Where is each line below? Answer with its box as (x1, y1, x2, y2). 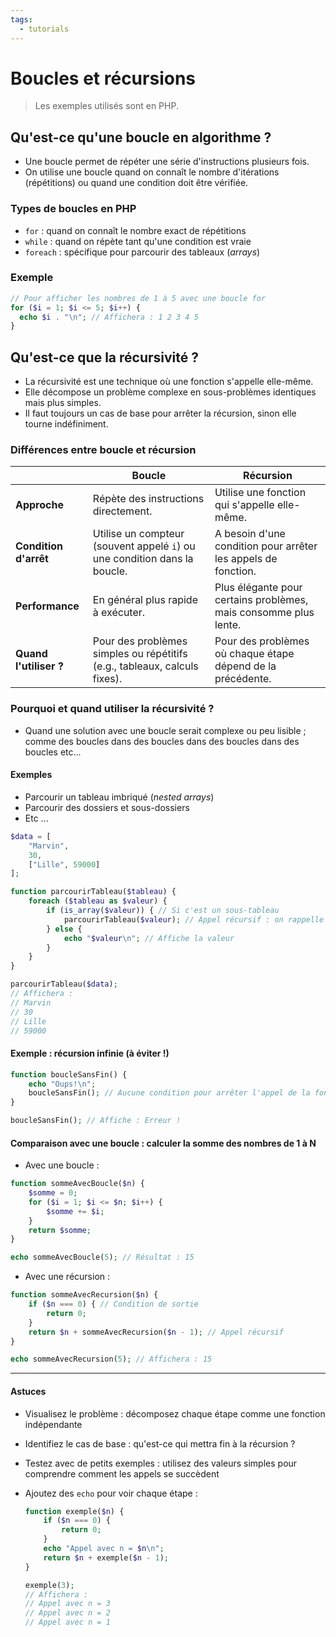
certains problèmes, (214, 593, 309, 607)
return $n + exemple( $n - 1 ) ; (43, 1552, 170, 1563)
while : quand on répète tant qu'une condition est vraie (24, 235, 252, 247)
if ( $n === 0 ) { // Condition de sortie (28, 1299, 199, 1310)
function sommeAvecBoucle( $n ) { (10, 1179, 145, 1189)
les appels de (214, 552, 278, 566)
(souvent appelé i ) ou (92, 539, 196, 553)
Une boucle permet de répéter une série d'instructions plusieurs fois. (24, 156, 310, 168)
